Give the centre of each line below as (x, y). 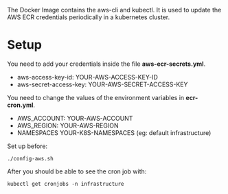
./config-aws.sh (30, 158)
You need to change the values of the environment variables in (96, 97)
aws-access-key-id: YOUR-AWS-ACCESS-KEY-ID (87, 77)
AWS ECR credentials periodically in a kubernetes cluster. (89, 17)
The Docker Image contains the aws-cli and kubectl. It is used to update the (114, 10)
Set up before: (27, 146)
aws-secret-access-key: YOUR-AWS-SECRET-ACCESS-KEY (102, 84)
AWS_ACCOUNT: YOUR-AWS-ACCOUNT (75, 118)
